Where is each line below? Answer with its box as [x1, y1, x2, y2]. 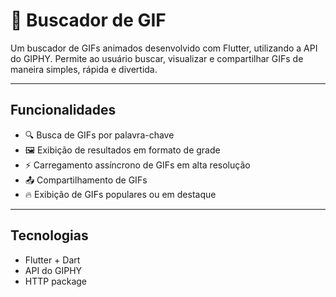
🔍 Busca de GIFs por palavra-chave [24, 129, 175, 141]
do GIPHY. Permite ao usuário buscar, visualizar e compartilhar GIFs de [10, 52, 304, 64]
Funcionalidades [10, 102, 117, 119]
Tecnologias [10, 227, 89, 244]
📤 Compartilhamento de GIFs [24, 174, 148, 186]
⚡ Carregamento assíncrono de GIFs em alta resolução [24, 159, 251, 171]
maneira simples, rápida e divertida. [10, 63, 158, 75]
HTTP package [24, 275, 88, 287]
